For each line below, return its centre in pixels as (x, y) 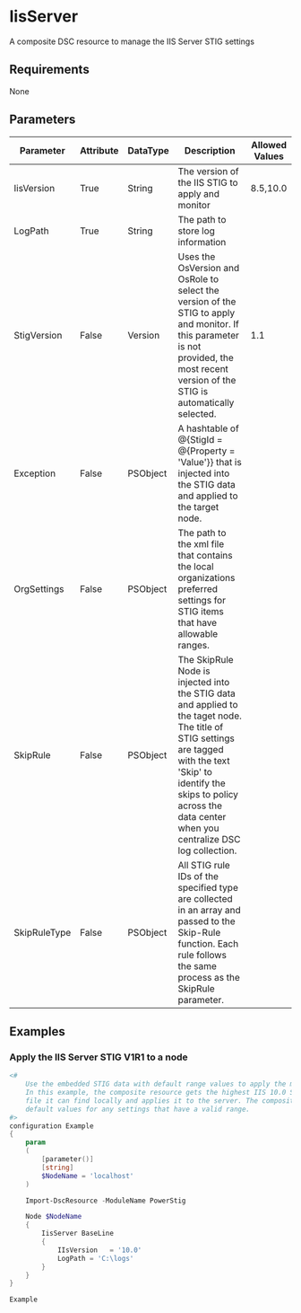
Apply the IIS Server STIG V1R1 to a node (99, 1057)
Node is (194, 671)
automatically (206, 402)
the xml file (201, 543)
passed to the (206, 921)
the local (196, 566)
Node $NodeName (54, 1217)
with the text (204, 761)
